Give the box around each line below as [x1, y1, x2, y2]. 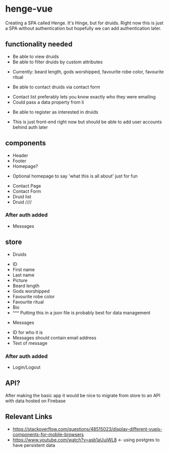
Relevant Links [5, 412, 52, 421]
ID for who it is [12, 329, 43, 335]
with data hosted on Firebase [5, 398, 66, 404]
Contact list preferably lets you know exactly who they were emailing [12, 93, 156, 99]
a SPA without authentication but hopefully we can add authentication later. [5, 25, 161, 31]
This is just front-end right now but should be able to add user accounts [12, 119, 162, 125]
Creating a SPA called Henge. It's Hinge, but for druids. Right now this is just [5, 20, 164, 26]
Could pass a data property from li [12, 99, 84, 105]
